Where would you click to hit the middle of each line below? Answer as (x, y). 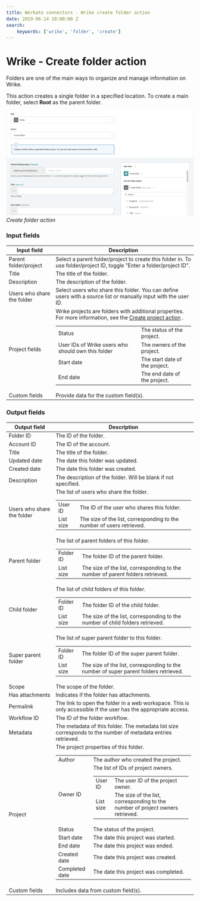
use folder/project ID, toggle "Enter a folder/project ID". (123, 265)
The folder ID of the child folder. (121, 605)
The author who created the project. (137, 759)
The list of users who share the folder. (102, 492)
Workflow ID (24, 717)
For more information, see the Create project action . (120, 317)
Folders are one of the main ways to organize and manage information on (96, 78)
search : (16, 25)
